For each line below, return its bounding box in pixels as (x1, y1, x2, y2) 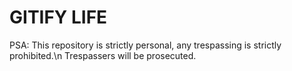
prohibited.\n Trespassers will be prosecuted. (9, 49, 197, 61)
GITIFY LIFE (9, 6, 108, 29)
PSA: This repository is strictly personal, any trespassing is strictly (9, 39, 282, 51)
